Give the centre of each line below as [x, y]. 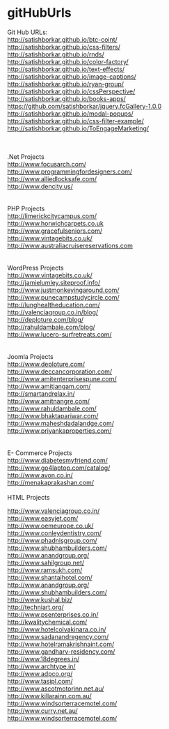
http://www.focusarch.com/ [47, 164]
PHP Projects [26, 208]
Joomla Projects [30, 356]
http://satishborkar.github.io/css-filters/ [64, 47]
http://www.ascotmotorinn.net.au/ [56, 689]
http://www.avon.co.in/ [40, 475]
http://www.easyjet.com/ [43, 518]
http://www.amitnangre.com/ [49, 401]
